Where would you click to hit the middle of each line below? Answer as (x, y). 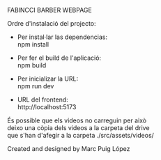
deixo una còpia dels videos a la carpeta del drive (78, 128)
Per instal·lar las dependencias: (62, 37)
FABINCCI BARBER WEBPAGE (49, 10)
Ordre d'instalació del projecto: (52, 23)
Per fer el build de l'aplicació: (59, 58)
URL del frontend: (43, 99)
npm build (32, 65)
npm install (33, 44)
